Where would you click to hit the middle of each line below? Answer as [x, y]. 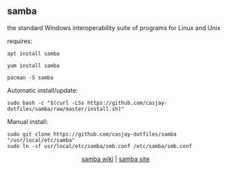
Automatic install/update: [43, 90]
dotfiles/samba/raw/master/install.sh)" [66, 109]
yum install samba [33, 65]
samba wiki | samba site [116, 159]
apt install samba [33, 53]
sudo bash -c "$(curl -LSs [46, 103]
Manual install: [28, 121]
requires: [20, 41]
